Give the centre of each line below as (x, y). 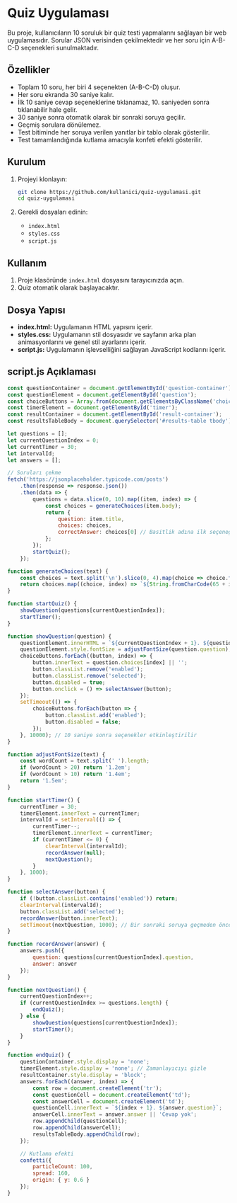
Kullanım (27, 263)
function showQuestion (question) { (60, 636)
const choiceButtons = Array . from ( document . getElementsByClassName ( (110, 401)
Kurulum (27, 162)
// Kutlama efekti (47, 1153)
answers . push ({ (42, 951)
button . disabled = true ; (69, 682)
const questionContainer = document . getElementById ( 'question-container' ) (120, 388)
